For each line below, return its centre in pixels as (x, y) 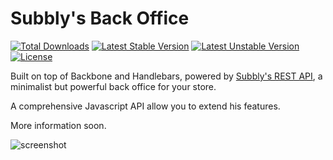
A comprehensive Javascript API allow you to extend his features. (145, 106)
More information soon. (58, 125)
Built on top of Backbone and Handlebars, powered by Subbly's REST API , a (166, 76)
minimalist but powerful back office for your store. (113, 86)
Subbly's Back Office (100, 18)
